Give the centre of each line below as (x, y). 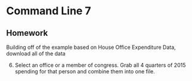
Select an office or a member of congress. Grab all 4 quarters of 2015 (100, 65)
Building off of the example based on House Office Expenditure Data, (91, 47)
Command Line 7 (49, 11)
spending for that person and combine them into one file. (85, 71)
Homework (27, 33)
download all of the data (36, 54)
